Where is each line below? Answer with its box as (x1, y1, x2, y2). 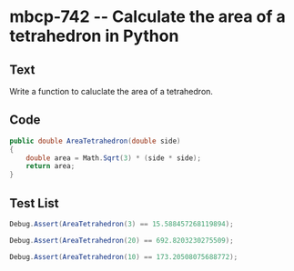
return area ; (25, 162, 76, 171)
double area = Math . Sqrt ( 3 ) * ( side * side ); (25, 153, 202, 163)
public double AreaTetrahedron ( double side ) (9, 136, 181, 146)
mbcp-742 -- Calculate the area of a (9, 6, 286, 27)
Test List (9, 196, 59, 211)
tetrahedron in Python (9, 25, 179, 46)
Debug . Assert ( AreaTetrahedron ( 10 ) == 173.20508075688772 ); (9, 252, 238, 261)
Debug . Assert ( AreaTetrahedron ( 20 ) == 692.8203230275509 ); (9, 236, 234, 245)
